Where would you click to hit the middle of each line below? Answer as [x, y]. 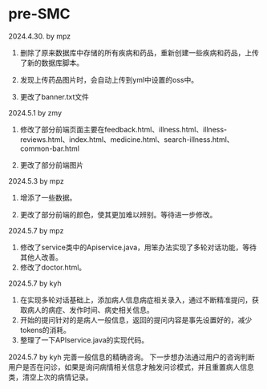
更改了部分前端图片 [52, 164]
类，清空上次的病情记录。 [51, 377]
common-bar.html [50, 148]
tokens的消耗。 [45, 330]
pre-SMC [39, 14]
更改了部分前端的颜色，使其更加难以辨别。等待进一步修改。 [118, 214]
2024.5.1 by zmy [35, 112]
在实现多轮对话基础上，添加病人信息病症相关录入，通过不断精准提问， [136, 300]
